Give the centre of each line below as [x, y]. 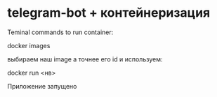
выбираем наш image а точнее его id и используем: [85, 59]
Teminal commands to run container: [60, 32]
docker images [29, 45]
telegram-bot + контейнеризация [109, 13]
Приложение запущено [42, 86]
